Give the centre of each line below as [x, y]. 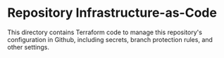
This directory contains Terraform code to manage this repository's [105, 32]
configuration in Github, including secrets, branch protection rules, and [110, 39]
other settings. [29, 47]
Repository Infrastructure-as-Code [112, 13]
